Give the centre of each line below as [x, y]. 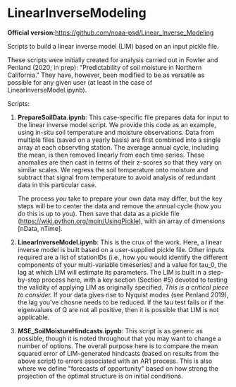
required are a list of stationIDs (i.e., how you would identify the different [123, 257]
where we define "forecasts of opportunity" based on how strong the [118, 368]
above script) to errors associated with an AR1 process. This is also [115, 361]
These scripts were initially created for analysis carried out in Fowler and [113, 60]
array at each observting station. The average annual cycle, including [118, 147]
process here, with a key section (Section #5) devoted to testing [135, 280]
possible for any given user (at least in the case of [80, 82]
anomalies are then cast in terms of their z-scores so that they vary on [119, 162]
